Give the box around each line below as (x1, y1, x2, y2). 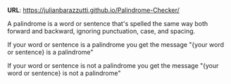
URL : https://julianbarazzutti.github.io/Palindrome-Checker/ (7, 6, 180, 14)
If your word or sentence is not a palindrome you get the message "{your (7, 62, 219, 69)
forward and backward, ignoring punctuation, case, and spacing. (7, 27, 196, 35)
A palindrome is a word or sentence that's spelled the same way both (7, 20, 208, 27)
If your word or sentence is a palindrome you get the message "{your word (7, 41, 224, 48)
